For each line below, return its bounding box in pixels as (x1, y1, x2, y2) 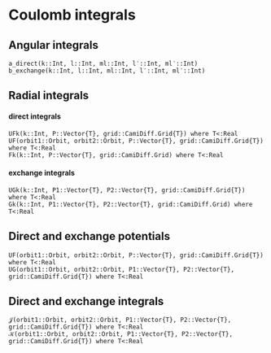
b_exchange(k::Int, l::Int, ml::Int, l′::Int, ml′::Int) (8, 67, 206, 75)
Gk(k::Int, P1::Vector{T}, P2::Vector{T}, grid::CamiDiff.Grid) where (8, 200, 253, 208)
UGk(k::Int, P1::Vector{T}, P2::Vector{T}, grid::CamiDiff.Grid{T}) (8, 185, 246, 194)
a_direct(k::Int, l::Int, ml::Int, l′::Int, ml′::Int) (8, 59, 199, 68)
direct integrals (8, 111, 61, 121)
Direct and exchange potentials (8, 229, 171, 243)
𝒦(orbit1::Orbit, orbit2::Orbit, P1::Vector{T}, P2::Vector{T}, (8, 330, 234, 338)
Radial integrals (8, 89, 90, 102)
